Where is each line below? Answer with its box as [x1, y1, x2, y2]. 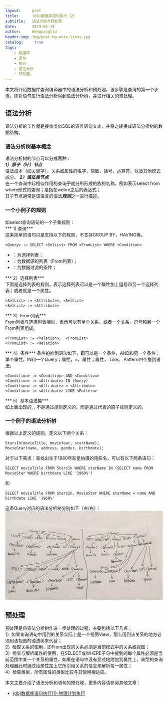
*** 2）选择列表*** [5, 275, 44, 281]
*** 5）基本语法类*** [5, 397, 49, 403]
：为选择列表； [12, 252, 43, 258]
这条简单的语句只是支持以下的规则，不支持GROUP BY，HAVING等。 [5, 231, 145, 238]
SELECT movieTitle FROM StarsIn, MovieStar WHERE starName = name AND [5, 491, 155, 496]
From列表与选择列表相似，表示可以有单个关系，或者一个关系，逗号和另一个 [5, 319, 160, 325]
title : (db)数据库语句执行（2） [5, 13, 77, 19]
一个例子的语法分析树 [5, 417, 56, 424]
